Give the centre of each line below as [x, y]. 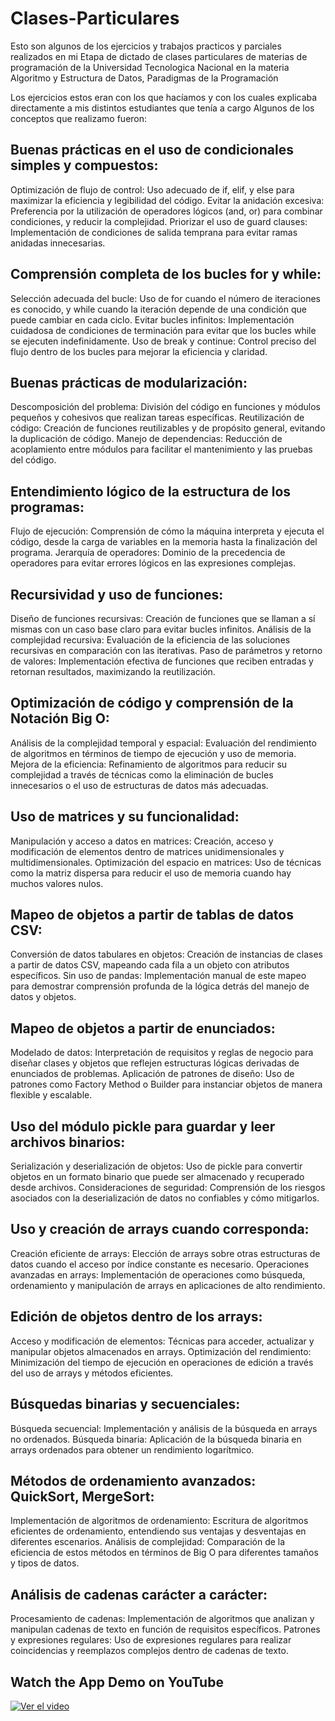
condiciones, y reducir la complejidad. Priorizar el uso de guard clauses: [159, 221]
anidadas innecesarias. [58, 243]
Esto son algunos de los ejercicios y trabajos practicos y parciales [146, 46]
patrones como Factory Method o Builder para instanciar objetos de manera [166, 1084]
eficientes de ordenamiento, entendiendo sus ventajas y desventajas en [158, 1531]
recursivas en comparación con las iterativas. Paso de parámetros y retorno [166, 650]
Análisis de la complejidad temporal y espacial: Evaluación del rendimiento [163, 743]
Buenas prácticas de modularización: [129, 382]
